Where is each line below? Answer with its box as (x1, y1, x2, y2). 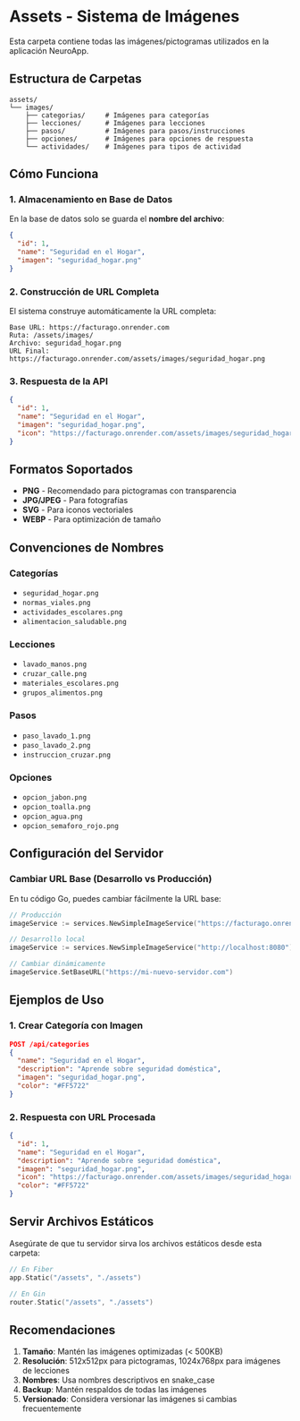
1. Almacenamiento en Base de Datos (9, 193, 173, 206)
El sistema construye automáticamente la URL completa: (9, 306, 217, 317)
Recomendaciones (9, 1323, 116, 1338)
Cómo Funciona (9, 167, 99, 182)
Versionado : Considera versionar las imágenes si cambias (21, 1394, 237, 1405)
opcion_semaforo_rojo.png (21, 822, 119, 831)
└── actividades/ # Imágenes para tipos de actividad (25, 141, 242, 151)
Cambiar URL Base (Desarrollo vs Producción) (9, 873, 212, 886)
